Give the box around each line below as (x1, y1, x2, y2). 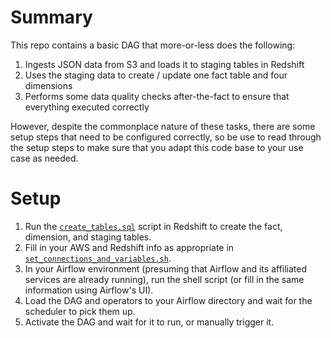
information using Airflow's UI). (24, 284, 154, 296)
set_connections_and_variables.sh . (24, 252, 172, 264)
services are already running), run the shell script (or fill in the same (24, 273, 305, 285)
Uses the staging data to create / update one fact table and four (24, 69, 288, 81)
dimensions (24, 79, 73, 91)
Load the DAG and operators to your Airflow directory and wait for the (24, 294, 313, 306)
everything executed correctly (24, 101, 150, 113)
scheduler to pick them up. (24, 305, 136, 317)
